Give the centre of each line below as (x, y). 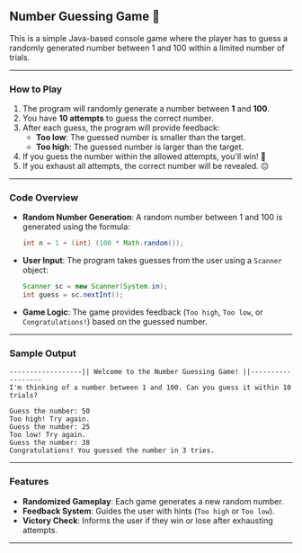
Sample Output (43, 353)
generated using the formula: (76, 227)
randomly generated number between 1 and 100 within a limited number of (147, 48)
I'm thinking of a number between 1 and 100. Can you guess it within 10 (151, 388)
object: (35, 270)
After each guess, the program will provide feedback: (121, 128)
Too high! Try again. (50, 419)
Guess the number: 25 (50, 427)
